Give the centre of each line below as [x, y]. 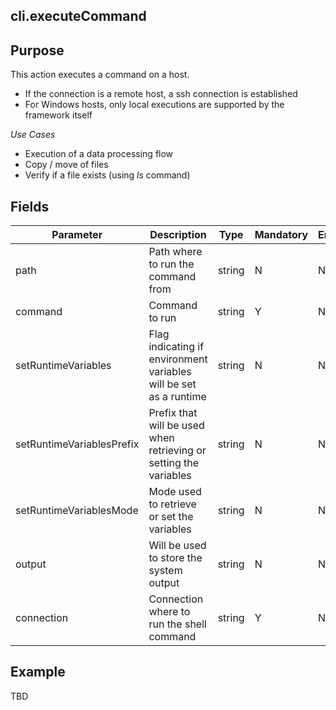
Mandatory [281, 235]
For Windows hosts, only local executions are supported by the [154, 105]
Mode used [175, 492]
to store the [175, 558]
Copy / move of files [66, 165]
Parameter [77, 235]
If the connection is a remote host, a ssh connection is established [161, 94]
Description [178, 235]
